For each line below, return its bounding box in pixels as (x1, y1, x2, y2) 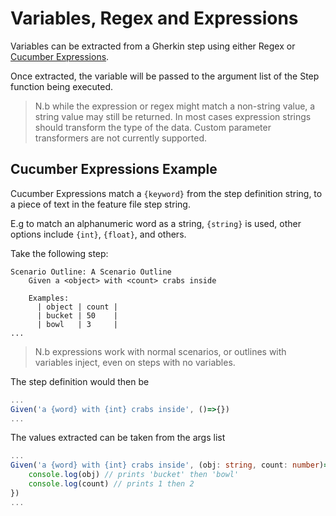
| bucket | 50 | (36, 310, 118, 321)
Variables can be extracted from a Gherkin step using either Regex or (10, 40, 296, 52)
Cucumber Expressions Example (10, 161, 218, 178)
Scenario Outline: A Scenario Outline (10, 267, 172, 277)
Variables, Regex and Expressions (10, 7, 299, 30)
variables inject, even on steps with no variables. (34, 356, 236, 368)
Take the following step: (10, 247, 109, 259)
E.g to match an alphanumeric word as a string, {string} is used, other (10, 217, 302, 229)
